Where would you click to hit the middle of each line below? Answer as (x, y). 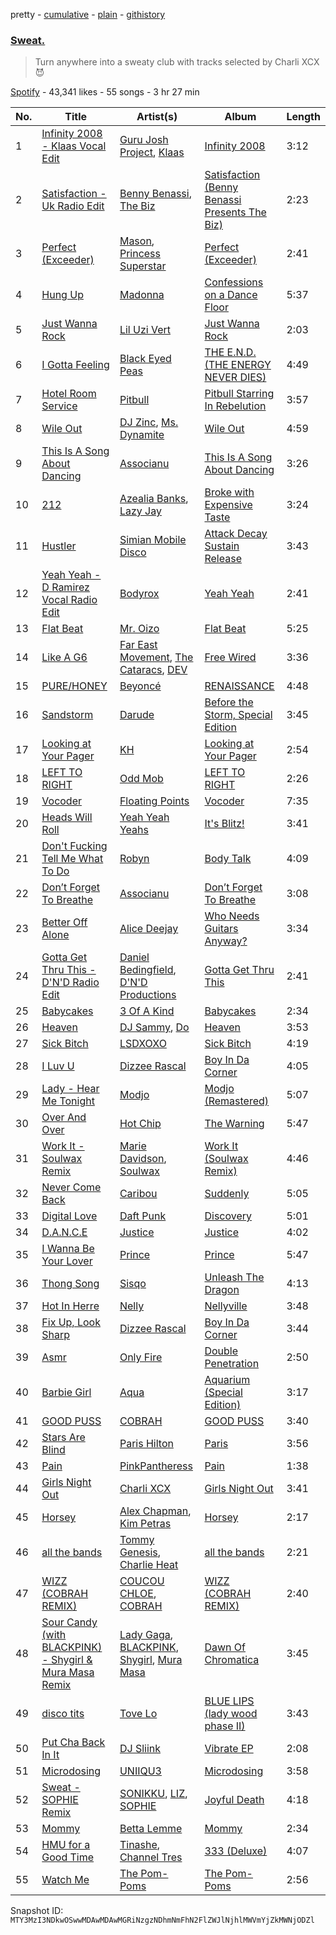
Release (223, 559)
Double (221, 1351)
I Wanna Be (68, 1249)
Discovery (228, 1216)
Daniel (134, 957)
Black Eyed (145, 359)
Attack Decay (236, 534)
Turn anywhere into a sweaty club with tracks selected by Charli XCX (177, 62)
